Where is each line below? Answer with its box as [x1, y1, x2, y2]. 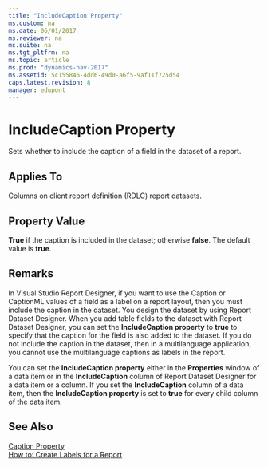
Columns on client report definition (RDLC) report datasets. [8, 191, 202, 200]
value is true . [8, 243, 52, 253]
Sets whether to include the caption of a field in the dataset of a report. [8, 147, 242, 156]
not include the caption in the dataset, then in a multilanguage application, [8, 338, 252, 348]
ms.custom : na [8, 19, 56, 27]
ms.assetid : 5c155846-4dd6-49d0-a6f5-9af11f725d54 [8, 71, 180, 79]
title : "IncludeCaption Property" [8, 11, 124, 20]
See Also [8, 420, 53, 433]
